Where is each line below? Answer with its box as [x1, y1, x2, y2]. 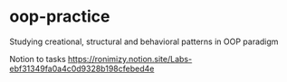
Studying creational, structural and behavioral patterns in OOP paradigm [9, 36, 279, 47]
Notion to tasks [9, 53, 66, 64]
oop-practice [9, 6, 110, 27]
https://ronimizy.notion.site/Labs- [67, 53, 193, 64]
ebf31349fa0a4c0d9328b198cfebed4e [9, 63, 155, 74]
